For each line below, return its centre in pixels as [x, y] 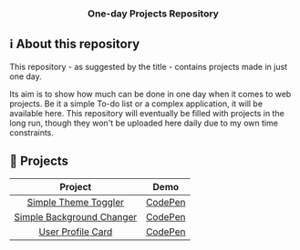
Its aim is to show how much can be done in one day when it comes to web [150, 94]
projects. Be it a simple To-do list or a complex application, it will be [136, 104]
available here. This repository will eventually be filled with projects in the [147, 113]
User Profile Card [76, 232]
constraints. [32, 132]
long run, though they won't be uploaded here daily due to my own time [144, 123]
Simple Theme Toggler [76, 202]
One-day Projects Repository [153, 14]
